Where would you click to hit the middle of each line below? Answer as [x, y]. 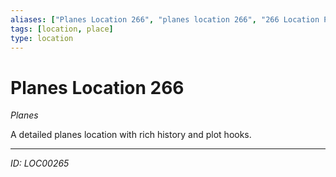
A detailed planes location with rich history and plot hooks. [131, 135]
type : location [42, 38]
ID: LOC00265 [40, 163]
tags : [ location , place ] [62, 29]
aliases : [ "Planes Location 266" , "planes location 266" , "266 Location [165, 19]
